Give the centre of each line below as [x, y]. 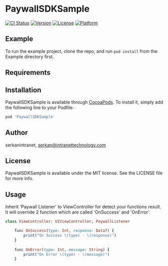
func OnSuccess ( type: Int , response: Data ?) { [64, 231]
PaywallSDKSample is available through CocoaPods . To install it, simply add [84, 102]
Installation [23, 90]
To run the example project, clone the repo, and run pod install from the [81, 51]
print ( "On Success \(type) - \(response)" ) [70, 235]
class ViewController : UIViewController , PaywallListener [68, 222]
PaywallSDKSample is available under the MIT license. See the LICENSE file [84, 173]
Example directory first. [30, 56]
